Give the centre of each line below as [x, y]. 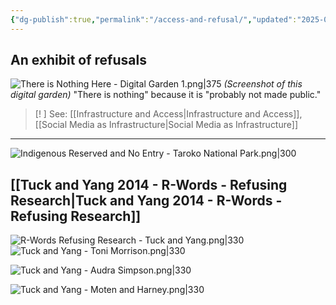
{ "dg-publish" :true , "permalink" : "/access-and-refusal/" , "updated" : [154, 19]
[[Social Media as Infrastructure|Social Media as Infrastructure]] [166, 125]
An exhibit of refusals [78, 60]
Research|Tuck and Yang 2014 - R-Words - [146, 200]
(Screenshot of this [263, 84]
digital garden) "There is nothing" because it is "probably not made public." [166, 95]
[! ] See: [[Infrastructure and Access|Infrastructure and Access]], [168, 114]
